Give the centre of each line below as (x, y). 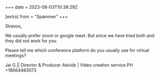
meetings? (16, 55)
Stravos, (14, 26)
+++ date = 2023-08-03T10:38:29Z (41, 7)
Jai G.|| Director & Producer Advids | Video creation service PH (69, 65)
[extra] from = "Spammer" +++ (36, 16)
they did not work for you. (31, 41)
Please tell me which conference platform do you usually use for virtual (77, 50)
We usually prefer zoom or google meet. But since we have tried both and (80, 36)
